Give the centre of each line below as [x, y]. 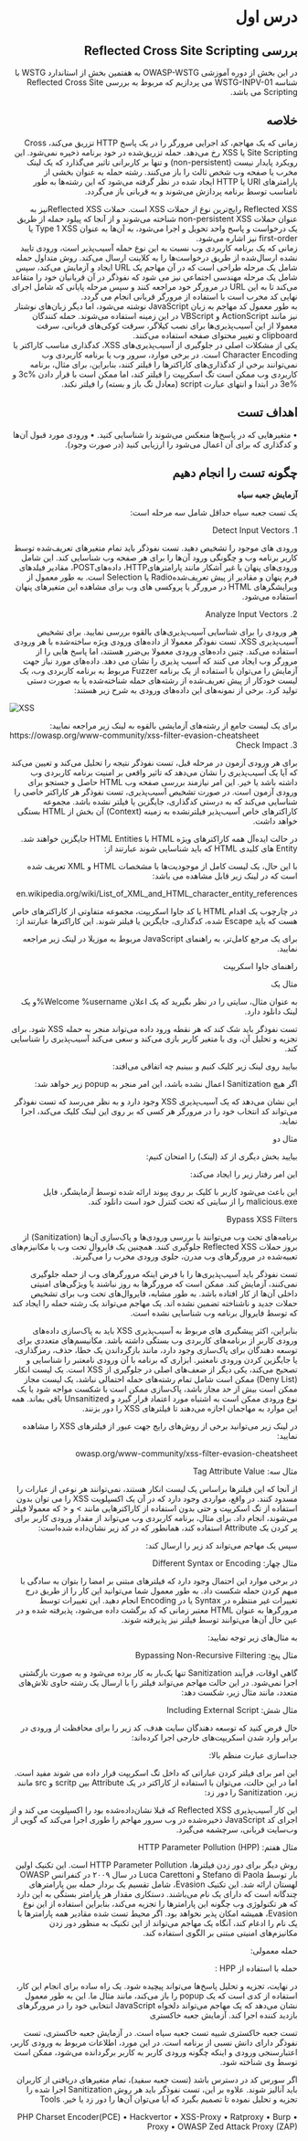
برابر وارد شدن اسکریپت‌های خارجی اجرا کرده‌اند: [214, 1738]
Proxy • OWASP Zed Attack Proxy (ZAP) [222, 2126]
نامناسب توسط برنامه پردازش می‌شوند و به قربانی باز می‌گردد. [191, 191]
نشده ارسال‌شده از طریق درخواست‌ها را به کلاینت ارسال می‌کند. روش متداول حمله [156, 257]
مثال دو [285, 1139]
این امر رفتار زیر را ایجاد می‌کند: [244, 1174]
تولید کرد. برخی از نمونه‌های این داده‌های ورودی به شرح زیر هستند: [186, 690]
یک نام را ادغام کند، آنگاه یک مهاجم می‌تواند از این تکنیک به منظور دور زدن [173, 1923]
